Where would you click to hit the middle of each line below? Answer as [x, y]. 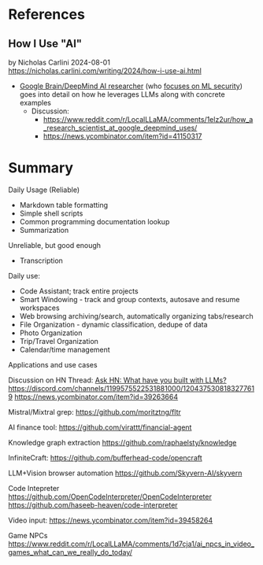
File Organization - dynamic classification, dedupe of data [113, 324]
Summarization [44, 230]
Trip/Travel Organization [59, 341]
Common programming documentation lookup [94, 221]
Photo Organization [51, 333]
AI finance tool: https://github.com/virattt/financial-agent [100, 427]
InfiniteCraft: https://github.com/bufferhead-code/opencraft [105, 457]
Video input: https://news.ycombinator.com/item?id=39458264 [111, 520]
